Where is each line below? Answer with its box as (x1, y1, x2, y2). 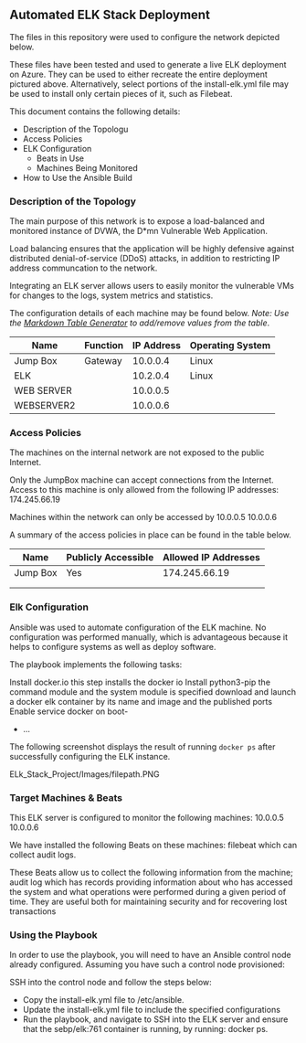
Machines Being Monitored (36, 162, 139, 173)
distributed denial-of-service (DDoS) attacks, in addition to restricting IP (9, 253, 280, 264)
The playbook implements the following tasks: (9, 658, 183, 670)
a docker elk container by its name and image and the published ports (9, 696, 272, 707)
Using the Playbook (9, 928, 98, 941)
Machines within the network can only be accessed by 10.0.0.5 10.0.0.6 (9, 512, 277, 523)
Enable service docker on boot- (9, 706, 129, 717)
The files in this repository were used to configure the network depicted (9, 31, 280, 42)
